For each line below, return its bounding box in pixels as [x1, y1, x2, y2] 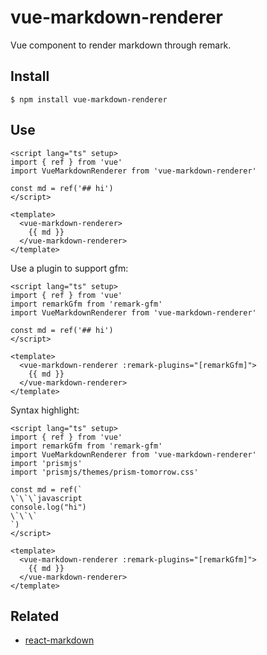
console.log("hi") [10, 502, 87, 512]
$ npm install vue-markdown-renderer [10, 94, 168, 105]
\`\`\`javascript [10, 493, 83, 503]
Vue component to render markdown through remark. [10, 39, 232, 51]
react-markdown [24, 634, 95, 646]
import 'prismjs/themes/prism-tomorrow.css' [10, 467, 199, 477]
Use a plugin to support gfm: [10, 262, 129, 274]
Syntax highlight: [10, 404, 80, 416]
